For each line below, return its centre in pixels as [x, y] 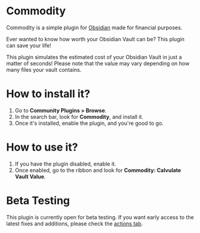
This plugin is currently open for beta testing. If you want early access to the [100, 217]
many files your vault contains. [44, 69]
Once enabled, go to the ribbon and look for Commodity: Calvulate [98, 170]
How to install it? [48, 94]
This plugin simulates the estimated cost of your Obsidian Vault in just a [94, 57]
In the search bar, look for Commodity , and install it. [79, 116]
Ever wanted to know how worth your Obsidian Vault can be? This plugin [96, 39]
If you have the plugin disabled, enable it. [65, 164]
